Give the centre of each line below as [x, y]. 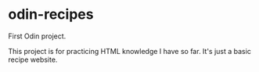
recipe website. [33, 59]
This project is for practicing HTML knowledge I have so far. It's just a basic [130, 51]
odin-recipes [51, 14]
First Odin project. [37, 36]
